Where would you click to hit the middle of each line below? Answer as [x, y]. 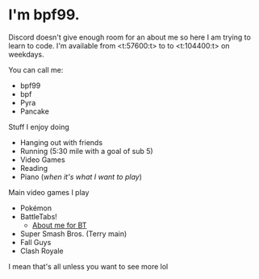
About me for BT [59, 225]
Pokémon [36, 208]
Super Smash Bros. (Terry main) [73, 233]
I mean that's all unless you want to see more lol [88, 266]
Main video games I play [49, 192]
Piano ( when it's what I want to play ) [81, 177]
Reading [34, 168]
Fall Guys [36, 242]
